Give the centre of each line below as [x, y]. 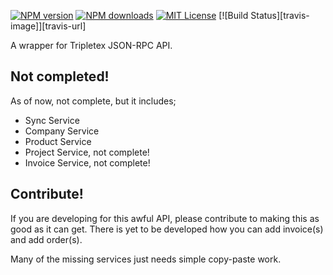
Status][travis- [280, 15]
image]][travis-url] [48, 26]
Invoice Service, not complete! [87, 162]
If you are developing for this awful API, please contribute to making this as [165, 218]
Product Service [58, 141]
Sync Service [52, 120]
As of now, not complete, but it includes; [93, 101]
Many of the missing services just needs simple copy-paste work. [146, 259]
